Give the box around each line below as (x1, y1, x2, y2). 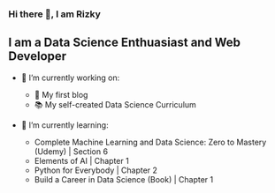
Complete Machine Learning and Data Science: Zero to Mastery (34, 137, 267, 147)
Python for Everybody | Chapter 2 (34, 165, 158, 175)
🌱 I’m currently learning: (20, 119, 109, 130)
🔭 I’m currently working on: (20, 72, 120, 83)
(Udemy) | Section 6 (34, 145, 108, 157)
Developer (8, 48, 67, 64)
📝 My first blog (34, 89, 88, 100)
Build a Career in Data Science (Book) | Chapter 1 (34, 174, 214, 184)
